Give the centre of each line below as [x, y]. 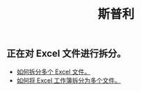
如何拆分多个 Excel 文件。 [53, 72]
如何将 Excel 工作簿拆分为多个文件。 [68, 80]
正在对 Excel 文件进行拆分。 [66, 54]
